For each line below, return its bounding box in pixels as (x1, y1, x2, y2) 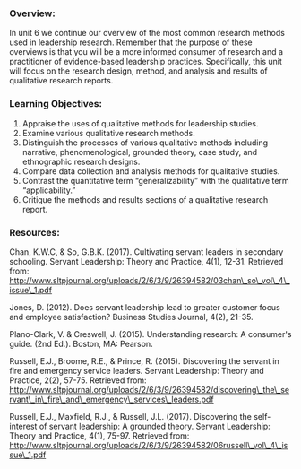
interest (9, 421, 38, 431)
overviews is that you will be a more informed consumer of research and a (9, 47, 284, 57)
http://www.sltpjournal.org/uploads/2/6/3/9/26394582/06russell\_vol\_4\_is (9, 439, 288, 450)
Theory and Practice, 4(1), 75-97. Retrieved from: (9, 430, 190, 441)
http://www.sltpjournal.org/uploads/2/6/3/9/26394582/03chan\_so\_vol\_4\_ (9, 274, 290, 285)
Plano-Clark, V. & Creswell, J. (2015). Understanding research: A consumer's (9, 328, 293, 339)
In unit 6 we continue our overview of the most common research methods (9, 28, 285, 39)
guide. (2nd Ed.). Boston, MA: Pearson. (9, 338, 154, 349)
